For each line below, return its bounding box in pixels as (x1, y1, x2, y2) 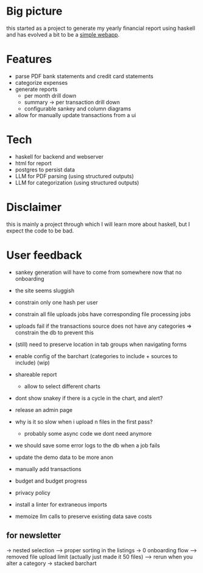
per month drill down (24, 92, 77, 99)
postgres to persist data (15, 166, 75, 173)
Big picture (6, 4, 63, 18)
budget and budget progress (15, 477, 88, 485)
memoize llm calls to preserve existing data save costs (15, 513, 152, 520)
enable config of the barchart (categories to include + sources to (15, 352, 178, 359)
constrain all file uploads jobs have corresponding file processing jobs (15, 310, 191, 318)
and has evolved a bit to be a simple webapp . (6, 31, 120, 38)
